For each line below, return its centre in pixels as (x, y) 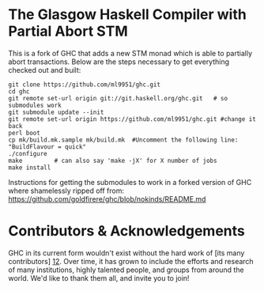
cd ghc (19, 91)
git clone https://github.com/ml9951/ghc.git (84, 85)
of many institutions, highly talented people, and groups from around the (126, 270)
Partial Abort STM (68, 31)
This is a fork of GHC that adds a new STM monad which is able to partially (130, 53)
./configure (28, 153)
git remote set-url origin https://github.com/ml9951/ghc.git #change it (132, 119)
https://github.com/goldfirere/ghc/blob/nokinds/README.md (107, 198)
